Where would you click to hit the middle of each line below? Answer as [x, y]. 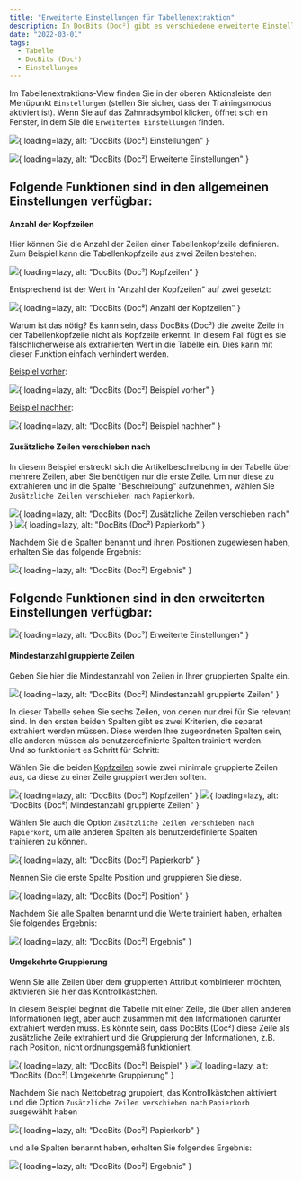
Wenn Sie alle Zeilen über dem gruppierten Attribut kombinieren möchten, [146, 981]
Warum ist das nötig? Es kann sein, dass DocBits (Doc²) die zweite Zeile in [147, 325]
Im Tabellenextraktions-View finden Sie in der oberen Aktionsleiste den [141, 93]
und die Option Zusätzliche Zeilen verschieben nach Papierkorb [129, 1102]
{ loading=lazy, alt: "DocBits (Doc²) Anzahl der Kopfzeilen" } [129, 308]
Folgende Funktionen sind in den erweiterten [137, 599]
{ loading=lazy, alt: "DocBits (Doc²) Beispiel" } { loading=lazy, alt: [143, 1065]
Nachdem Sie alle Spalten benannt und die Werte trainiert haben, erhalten [146, 913]
